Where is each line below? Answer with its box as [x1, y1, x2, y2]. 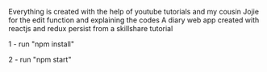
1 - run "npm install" [8, 39, 75, 49]
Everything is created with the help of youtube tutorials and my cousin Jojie [8, 7, 260, 16]
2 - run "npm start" [8, 55, 72, 64]
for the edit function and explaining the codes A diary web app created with [8, 15, 260, 25]
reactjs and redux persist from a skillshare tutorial [8, 24, 173, 33]
